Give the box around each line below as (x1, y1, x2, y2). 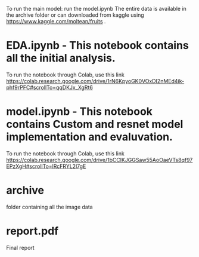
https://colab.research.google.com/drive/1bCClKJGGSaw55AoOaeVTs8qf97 (6, 156, 193, 163)
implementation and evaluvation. (6, 130, 173, 144)
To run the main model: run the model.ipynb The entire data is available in (6, 5, 186, 12)
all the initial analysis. (6, 51, 116, 65)
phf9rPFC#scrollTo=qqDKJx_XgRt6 (6, 84, 94, 91)
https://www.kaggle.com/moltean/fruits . (6, 18, 106, 25)
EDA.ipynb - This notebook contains (6, 39, 189, 53)
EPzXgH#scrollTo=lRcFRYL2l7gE (6, 163, 86, 170)
